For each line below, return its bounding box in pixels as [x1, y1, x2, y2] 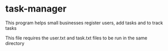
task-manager [5, 3, 67, 15]
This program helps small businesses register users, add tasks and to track [5, 20, 163, 26]
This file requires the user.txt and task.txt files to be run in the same [5, 35, 148, 41]
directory [5, 40, 25, 46]
